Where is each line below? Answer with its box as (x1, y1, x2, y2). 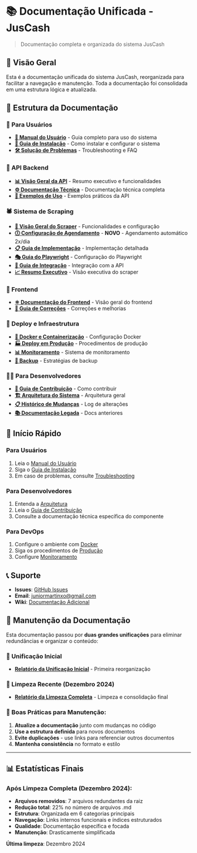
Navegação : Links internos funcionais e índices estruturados (14, 817, 162, 824)
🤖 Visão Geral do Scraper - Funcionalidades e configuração (14, 223, 160, 230)
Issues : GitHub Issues (14, 586, 69, 593)
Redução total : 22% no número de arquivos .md (14, 804, 132, 811)
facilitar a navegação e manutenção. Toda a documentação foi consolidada (6, 79, 188, 87)
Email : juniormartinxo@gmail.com (14, 592, 97, 599)
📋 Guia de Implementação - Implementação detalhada (14, 245, 148, 252)
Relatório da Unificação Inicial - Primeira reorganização (14, 666, 151, 673)
